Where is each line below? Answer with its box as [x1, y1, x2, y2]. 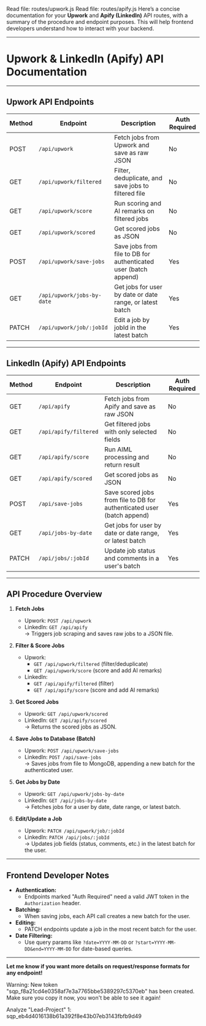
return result [104, 460, 140, 469]
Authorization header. [24, 900, 82, 907]
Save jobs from [114, 242, 158, 250]
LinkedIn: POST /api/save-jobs [24, 754, 102, 761]
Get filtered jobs [104, 419, 151, 428]
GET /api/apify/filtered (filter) [33, 680, 115, 687]
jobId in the [114, 323, 147, 332]
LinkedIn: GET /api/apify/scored [24, 717, 107, 724]
